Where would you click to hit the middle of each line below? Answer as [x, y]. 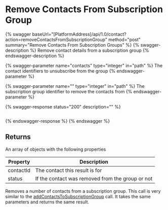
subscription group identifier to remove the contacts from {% [69, 91]
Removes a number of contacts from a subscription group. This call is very [83, 191]
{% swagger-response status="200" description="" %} [63, 107]
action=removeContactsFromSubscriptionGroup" [56, 40]
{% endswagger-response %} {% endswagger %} [58, 121]
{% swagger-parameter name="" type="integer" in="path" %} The [75, 86]
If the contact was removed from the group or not [94, 179]
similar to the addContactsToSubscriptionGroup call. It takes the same [78, 196]
